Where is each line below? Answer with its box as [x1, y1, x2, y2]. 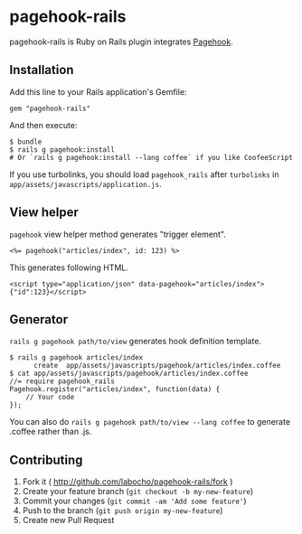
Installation [9, 62, 74, 78]
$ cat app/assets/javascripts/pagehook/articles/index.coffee [9, 369, 249, 379]
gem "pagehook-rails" [9, 104, 91, 113]
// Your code [25, 393, 75, 402]
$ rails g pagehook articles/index [9, 353, 144, 362]
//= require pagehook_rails [9, 377, 116, 386]
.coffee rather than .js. [9, 426, 92, 437]
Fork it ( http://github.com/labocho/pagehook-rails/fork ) [22, 476, 233, 487]
